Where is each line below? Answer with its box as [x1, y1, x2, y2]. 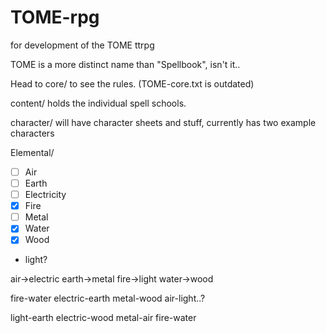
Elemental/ [10, 146, 55, 158]
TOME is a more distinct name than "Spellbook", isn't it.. [10, 58, 241, 70]
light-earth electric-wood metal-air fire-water [10, 312, 197, 324]
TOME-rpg [10, 6, 100, 29]
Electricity [24, 189, 67, 201]
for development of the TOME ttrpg [10, 39, 155, 51]
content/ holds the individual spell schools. [10, 97, 187, 109]
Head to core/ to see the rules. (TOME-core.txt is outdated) [10, 77, 255, 90]
